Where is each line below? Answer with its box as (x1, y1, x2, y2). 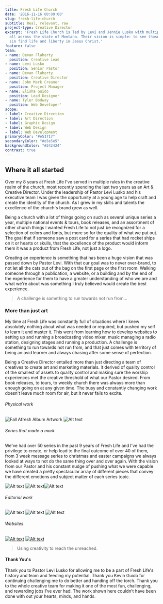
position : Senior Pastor (9, 66, 60, 71)
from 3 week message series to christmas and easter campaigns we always (5, 453, 157, 459)
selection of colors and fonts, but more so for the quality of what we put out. (5, 230, 158, 236)
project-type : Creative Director (5, 25, 73, 30)
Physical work (5, 401, 33, 407)
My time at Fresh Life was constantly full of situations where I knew (5, 318, 140, 324)
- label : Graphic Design (5, 121, 55, 125)
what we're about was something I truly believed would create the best (5, 281, 147, 286)
